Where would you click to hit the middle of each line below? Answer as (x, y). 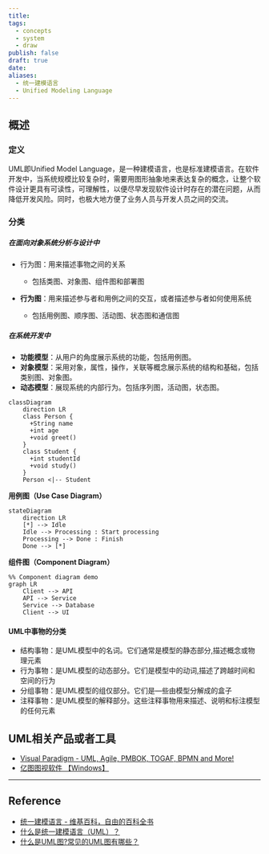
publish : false (34, 53)
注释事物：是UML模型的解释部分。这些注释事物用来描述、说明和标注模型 (140, 701)
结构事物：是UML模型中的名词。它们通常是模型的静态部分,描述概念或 (134, 651)
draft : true (28, 61)
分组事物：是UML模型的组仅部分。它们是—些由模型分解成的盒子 (126, 691)
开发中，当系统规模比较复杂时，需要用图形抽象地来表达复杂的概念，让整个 (131, 179)
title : (19, 16)
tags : (17, 23)
